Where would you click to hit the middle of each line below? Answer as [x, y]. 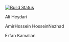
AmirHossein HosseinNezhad [35, 26]
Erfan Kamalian [20, 35]
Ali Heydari [16, 17]
